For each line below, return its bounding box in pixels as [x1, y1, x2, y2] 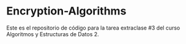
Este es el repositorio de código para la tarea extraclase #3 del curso [6, 24, 180, 31]
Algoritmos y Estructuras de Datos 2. [6, 30, 99, 37]
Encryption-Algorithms [6, 4, 127, 18]
